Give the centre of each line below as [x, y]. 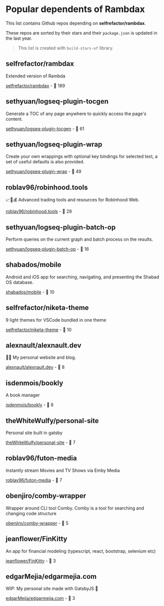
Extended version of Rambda [35, 76]
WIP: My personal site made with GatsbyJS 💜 [52, 588]
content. [14, 119]
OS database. [20, 282]
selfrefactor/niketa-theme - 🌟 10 [39, 330]
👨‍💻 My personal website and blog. [41, 357]
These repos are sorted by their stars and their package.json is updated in [81, 33]
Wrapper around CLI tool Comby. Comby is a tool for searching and [75, 508]
